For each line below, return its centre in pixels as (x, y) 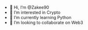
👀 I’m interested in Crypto (35, 12)
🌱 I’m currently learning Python (40, 17)
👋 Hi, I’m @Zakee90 (29, 7)
